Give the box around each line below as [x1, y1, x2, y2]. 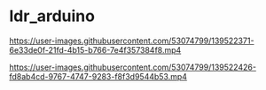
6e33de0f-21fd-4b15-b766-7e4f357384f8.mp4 [9, 44, 182, 55]
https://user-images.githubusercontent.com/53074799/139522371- [9, 35, 254, 46]
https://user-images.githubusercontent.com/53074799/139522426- [9, 62, 257, 72]
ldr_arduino [9, 6, 96, 26]
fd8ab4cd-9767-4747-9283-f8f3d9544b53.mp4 [9, 71, 188, 81]
